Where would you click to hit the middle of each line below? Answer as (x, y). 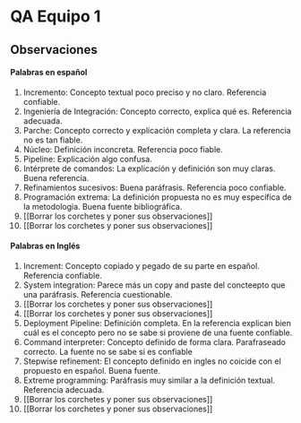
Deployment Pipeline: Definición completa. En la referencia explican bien (157, 323)
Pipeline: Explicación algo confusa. (88, 159)
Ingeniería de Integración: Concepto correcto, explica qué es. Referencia (157, 111)
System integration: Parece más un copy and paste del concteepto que (154, 285)
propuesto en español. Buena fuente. (91, 370)
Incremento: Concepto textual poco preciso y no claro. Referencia (145, 92)
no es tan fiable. (53, 140)
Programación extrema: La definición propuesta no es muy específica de (157, 197)
